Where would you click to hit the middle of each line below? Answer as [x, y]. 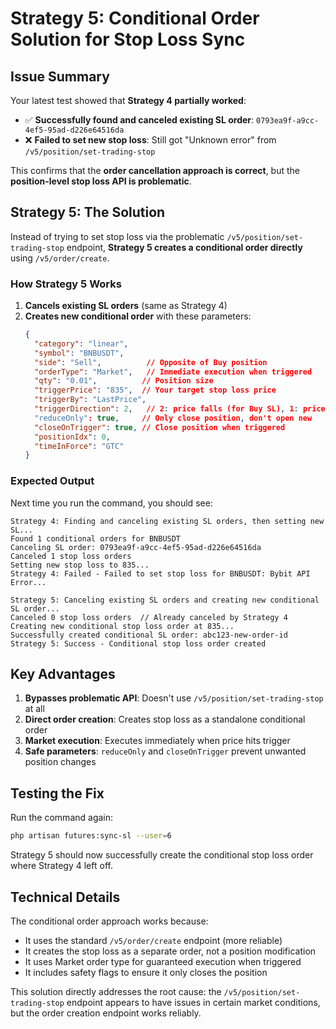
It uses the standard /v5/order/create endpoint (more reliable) [153, 940]
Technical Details [65, 897]
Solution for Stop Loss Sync [128, 39]
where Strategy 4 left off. [61, 866]
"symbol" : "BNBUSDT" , [79, 353]
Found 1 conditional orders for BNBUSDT [96, 538]
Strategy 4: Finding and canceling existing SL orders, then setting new [167, 521]
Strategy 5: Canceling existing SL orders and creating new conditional [165, 600]
